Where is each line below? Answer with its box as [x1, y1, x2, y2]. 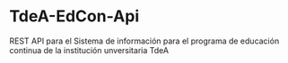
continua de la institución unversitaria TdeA [9, 44, 169, 55]
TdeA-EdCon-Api [9, 6, 140, 27]
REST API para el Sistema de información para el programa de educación [9, 35, 280, 46]
